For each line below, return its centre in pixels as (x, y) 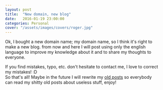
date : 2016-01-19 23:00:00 (35, 19)
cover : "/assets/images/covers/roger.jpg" (49, 28)
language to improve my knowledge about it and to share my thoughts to (78, 52)
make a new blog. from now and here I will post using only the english (75, 47)
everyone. (15, 57)
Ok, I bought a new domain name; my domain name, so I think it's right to (79, 42)
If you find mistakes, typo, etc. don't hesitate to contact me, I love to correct (81, 67)
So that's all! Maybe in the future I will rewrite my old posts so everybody (79, 77)
